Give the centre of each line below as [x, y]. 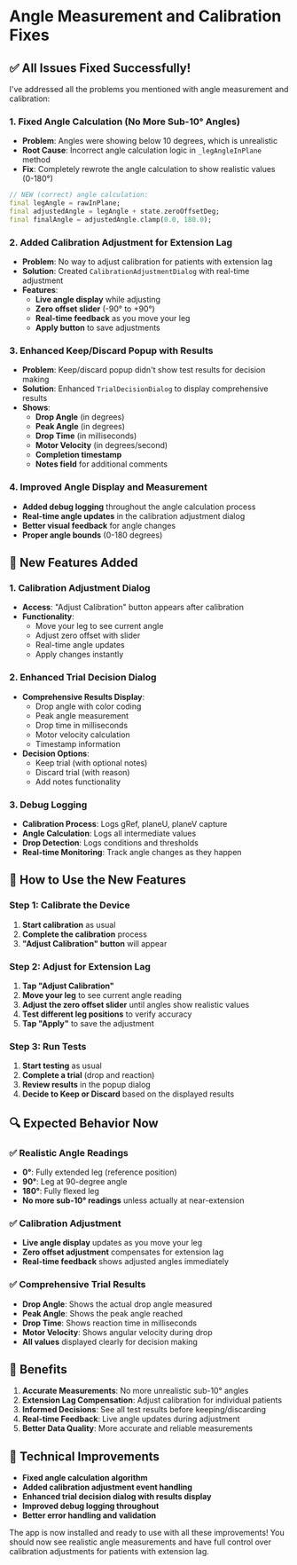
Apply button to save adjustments [98, 328]
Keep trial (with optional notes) [91, 763]
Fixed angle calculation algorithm [85, 1478]
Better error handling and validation [89, 1515]
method [36, 160]
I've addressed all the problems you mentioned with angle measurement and [149, 89]
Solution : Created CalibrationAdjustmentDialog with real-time [136, 271]
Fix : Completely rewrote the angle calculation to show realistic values [148, 169]
